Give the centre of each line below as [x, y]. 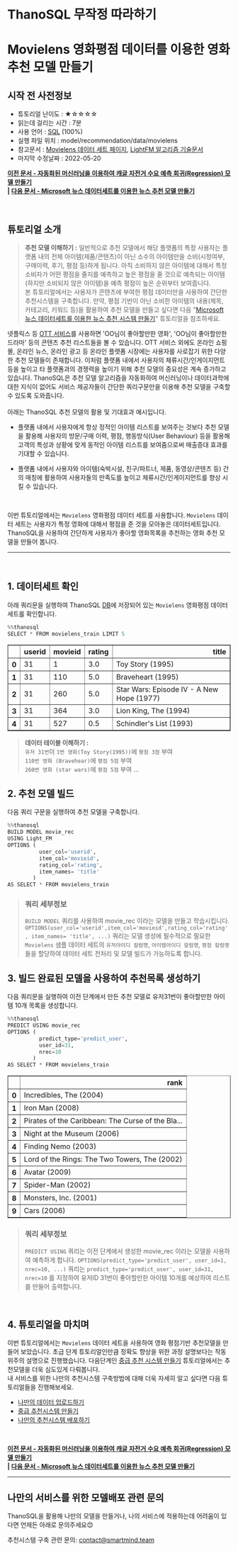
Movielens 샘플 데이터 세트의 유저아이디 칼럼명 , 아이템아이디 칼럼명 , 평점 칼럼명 [127, 945]
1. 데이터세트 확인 [43, 586]
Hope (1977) [138, 698]
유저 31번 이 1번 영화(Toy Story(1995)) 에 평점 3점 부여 [99, 751]
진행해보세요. [56, 1387]
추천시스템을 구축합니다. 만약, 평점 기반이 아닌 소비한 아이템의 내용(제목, [124, 301]
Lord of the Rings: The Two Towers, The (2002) [103, 1159]
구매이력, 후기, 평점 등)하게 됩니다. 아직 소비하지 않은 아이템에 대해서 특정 [126, 265]
